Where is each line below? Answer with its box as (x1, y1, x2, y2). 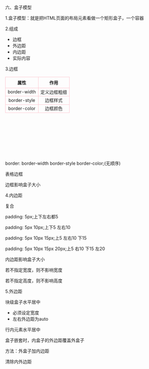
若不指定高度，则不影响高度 (5, 278, 63, 284)
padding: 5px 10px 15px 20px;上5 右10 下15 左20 (5, 245, 105, 252)
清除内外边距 (5, 358, 32, 364)
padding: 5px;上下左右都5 (5, 214, 59, 219)
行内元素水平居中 (5, 327, 41, 332)
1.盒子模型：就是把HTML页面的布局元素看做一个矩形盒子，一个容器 (5, 15, 144, 21)
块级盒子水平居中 (5, 299, 41, 305)
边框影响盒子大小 (5, 182, 41, 187)
